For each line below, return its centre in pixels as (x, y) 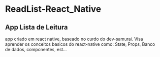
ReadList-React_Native (53, 9)
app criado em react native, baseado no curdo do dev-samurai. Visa (74, 39)
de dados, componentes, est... (36, 49)
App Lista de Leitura (36, 27)
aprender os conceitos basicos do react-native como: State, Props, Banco (80, 44)
